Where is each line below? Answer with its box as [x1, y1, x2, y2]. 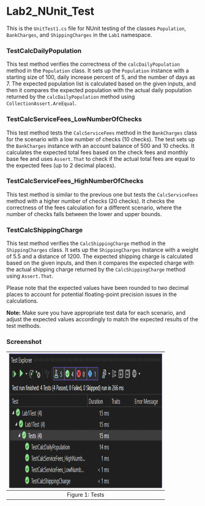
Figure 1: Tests [67, 491, 105, 499]
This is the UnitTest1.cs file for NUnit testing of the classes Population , [6, 25, 187, 32]
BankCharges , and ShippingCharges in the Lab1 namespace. [6, 31, 152, 38]
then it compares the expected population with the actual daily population [6, 87, 192, 94]
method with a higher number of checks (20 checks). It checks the [6, 197, 175, 204]
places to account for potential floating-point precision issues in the [6, 290, 177, 298]
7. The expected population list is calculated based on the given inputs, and [6, 80, 196, 87]
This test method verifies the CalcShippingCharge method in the [6, 239, 166, 247]
